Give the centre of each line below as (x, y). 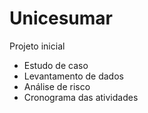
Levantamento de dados (73, 76)
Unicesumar (61, 18)
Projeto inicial (37, 46)
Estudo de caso (56, 65)
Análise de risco (57, 86)
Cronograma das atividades (81, 97)
